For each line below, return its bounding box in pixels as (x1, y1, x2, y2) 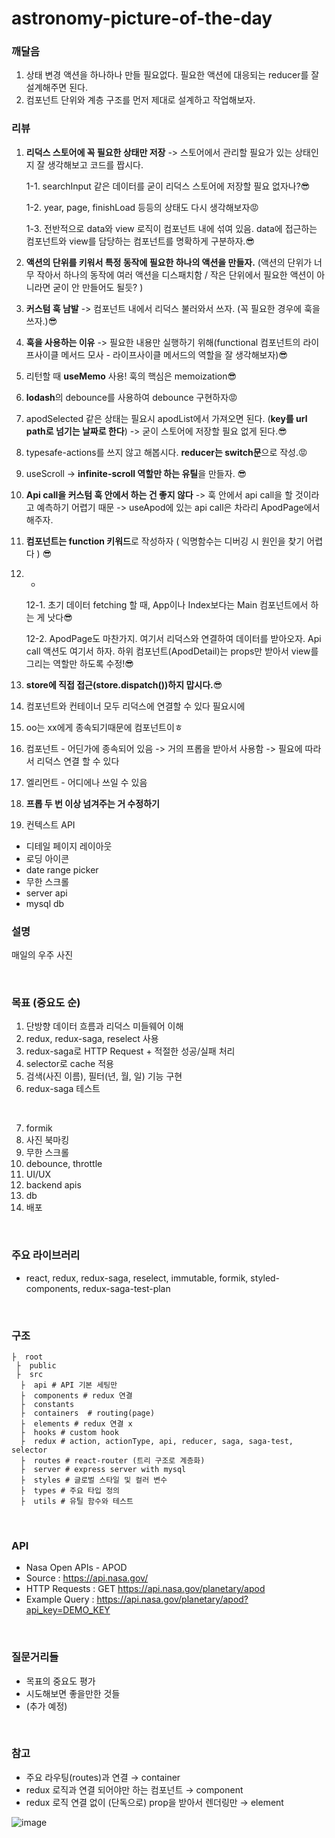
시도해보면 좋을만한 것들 (25, 1687, 121, 1699)
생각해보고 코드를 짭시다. (47, 158, 144, 171)
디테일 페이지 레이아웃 (25, 840, 113, 852)
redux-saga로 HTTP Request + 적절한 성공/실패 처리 (25, 1045, 236, 1057)
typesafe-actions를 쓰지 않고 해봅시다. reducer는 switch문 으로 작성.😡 (25, 446, 308, 458)
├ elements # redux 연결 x (20, 1418, 133, 1429)
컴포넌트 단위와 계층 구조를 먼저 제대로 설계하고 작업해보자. (25, 94, 256, 106)
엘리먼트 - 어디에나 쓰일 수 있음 (25, 776, 148, 788)
